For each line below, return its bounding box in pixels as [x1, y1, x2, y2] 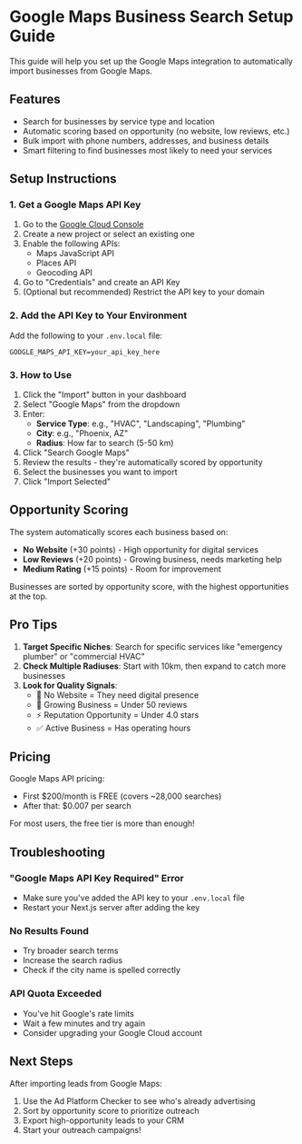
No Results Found [9, 925, 89, 938]
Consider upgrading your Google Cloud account [22, 1027, 202, 1038]
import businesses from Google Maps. [9, 65, 152, 76]
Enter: [22, 409, 45, 420]
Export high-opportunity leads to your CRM [22, 1115, 184, 1126]
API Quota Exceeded [9, 988, 102, 1000]
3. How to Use [9, 368, 73, 381]
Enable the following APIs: [22, 238, 121, 249]
